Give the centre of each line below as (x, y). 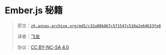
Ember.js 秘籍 (34, 10)
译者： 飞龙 (29, 36)
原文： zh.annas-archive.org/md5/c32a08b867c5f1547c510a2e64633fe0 (89, 25)
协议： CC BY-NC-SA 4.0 (43, 47)
